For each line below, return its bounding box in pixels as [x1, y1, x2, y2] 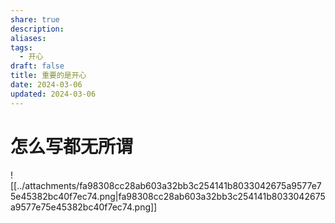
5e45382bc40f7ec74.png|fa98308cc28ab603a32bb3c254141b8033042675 [10, 190, 326, 202]
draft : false [10, 61, 65, 71]
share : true [10, 14, 60, 25]
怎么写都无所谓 [10, 135, 134, 158]
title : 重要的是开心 [10, 71, 87, 81]
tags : [10, 42, 33, 53]
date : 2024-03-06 [10, 80, 83, 90]
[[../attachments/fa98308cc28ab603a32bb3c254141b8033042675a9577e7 [10, 179, 322, 191]
